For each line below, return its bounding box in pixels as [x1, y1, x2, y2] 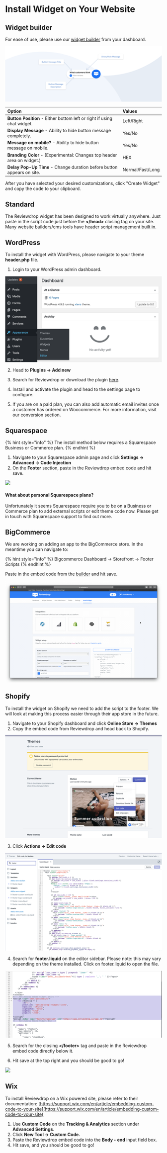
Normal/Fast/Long [122, 167, 160, 173]
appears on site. [7, 169, 41, 175]
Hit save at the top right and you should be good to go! [12, 1058, 125, 1064]
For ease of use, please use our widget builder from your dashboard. [5, 36, 146, 42]
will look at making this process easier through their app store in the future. [5, 710, 159, 716]
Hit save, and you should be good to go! [12, 1142, 94, 1148]
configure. [12, 392, 34, 398]
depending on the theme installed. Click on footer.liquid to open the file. [12, 961, 159, 967]
